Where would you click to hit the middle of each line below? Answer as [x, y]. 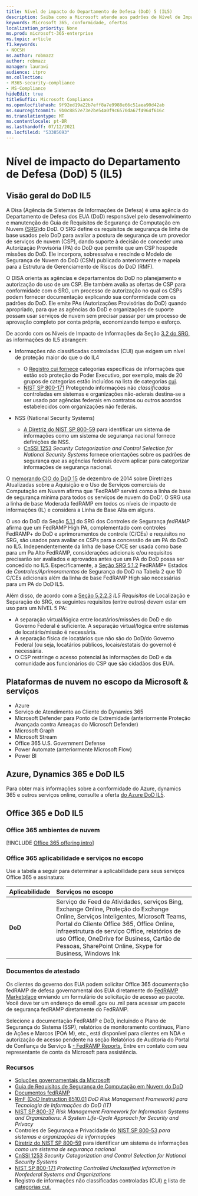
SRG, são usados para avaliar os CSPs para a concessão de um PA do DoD [97, 540]
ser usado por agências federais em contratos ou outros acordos [102, 400]
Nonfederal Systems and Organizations [62, 1174]
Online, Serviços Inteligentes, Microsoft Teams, [121, 917]
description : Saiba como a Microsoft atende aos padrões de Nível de [93, 17]
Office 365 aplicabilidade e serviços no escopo [75, 858]
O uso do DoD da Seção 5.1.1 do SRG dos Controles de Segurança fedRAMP [98, 521]
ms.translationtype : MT [35, 116]
